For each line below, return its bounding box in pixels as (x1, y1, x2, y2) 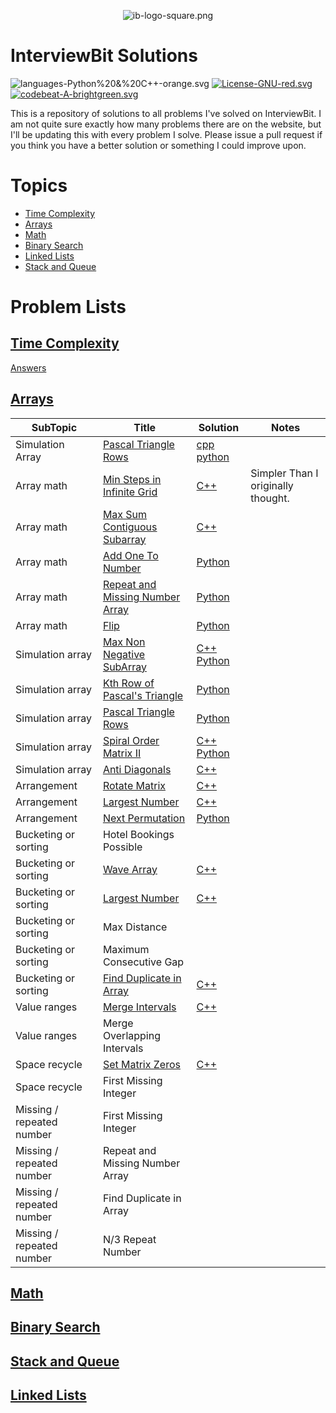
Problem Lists (10, 296, 127, 319)
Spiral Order (102, 733, 160, 747)
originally (250, 478, 294, 492)
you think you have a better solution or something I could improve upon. (10, 139, 307, 151)
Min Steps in (102, 472, 162, 486)
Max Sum (102, 507, 148, 521)
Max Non (102, 635, 146, 649)
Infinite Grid (102, 485, 158, 499)
